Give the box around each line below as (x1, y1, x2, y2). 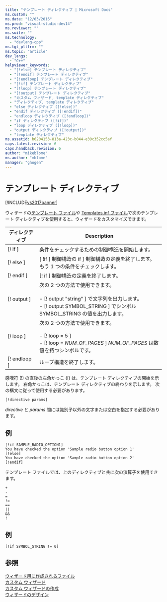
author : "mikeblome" (5, 151, 48, 156)
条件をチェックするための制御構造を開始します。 (39, 246, 154, 253)
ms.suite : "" (5, 30, 32, 35)
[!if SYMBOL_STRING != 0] (5, 544, 59, 549)
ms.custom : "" (5, 12, 35, 17)
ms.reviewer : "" (5, 26, 39, 31)
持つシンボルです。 (49, 347, 94, 354)
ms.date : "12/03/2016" (5, 16, 52, 21)
